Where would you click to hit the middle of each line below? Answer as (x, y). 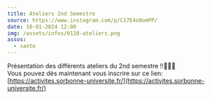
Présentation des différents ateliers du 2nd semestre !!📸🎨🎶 (92, 66)
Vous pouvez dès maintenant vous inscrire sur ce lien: (85, 73)
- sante (25, 46)
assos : (17, 40)
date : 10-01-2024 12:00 (42, 26)
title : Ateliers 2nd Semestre (51, 14)
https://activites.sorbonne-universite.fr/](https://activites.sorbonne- (107, 81)
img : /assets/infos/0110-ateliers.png (64, 33)
